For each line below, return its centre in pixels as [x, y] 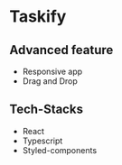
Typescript [42, 141]
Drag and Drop [50, 81]
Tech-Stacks [47, 110]
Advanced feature [61, 50]
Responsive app [52, 71]
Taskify [38, 17]
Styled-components [60, 150]
